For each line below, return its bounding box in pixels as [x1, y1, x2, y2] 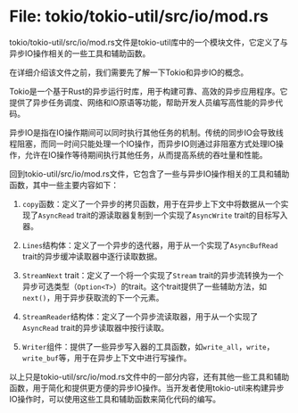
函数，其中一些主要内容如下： [9, 179, 119, 190]
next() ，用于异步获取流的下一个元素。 [21, 292, 164, 302]
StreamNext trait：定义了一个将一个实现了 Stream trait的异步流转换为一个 [21, 269, 284, 280]
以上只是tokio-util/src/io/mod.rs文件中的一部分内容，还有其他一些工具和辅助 [9, 371, 290, 382]
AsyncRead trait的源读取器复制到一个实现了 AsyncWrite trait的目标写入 [37, 210, 288, 220]
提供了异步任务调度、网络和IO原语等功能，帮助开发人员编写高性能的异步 [9, 96, 276, 108]
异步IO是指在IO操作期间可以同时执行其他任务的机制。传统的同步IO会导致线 [9, 127, 284, 137]
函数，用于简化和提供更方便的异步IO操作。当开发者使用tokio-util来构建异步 [9, 382, 285, 393]
